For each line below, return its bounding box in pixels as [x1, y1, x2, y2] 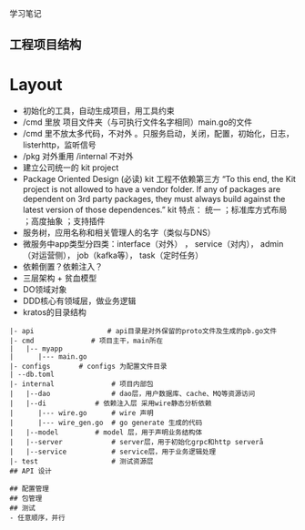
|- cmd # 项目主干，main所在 [9, 336, 164, 346]
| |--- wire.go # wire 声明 [9, 409, 154, 418]
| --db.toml [9, 370, 55, 380]
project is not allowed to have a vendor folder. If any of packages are [22, 184, 280, 195]
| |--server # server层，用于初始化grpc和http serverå [9, 438, 264, 447]
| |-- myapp [9, 344, 64, 353]
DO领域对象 [22, 284, 67, 295]
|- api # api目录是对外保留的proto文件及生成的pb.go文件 [9, 327, 278, 336]
